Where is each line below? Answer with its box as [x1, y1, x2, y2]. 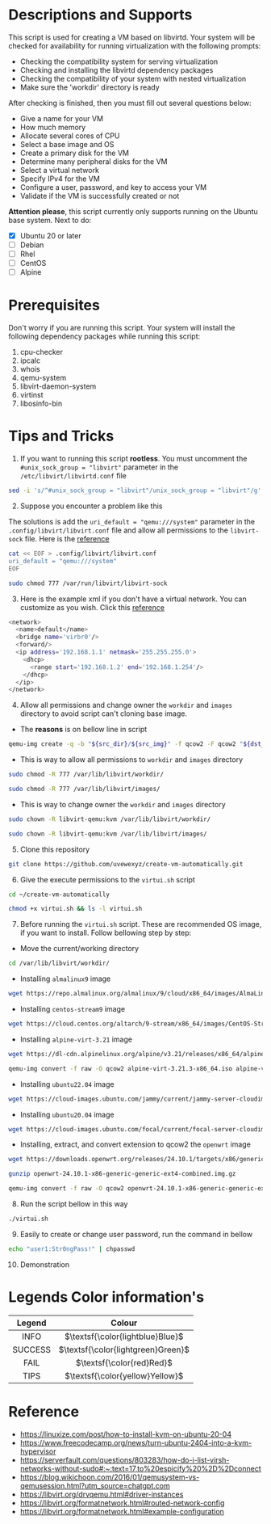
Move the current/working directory [19, 944, 140, 954]
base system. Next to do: [8, 215, 92, 225]
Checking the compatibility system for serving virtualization [19, 57, 219, 66]
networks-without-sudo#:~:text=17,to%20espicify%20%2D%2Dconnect [19, 1463, 261, 1473]
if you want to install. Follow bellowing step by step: [19, 928, 192, 938]
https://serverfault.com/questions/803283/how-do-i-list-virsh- [19, 1455, 230, 1464]
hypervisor [19, 1446, 56, 1456]
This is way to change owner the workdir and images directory [19, 799, 226, 809]
